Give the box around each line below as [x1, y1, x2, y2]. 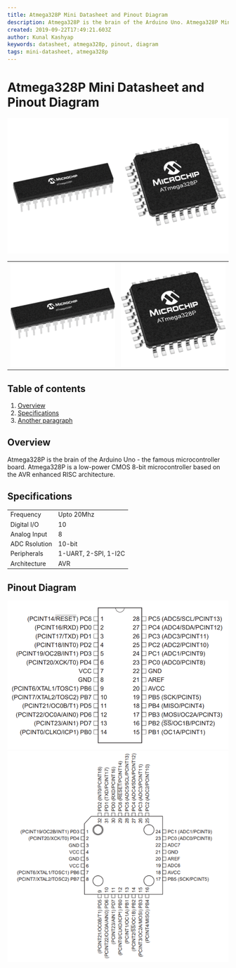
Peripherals [10, 549, 44, 558]
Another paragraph [17, 417, 73, 425]
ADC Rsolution [10, 539, 53, 548]
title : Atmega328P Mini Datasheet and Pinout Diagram [7, 11, 169, 18]
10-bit [58, 539, 78, 548]
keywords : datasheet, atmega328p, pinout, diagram [7, 41, 159, 48]
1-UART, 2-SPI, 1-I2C [58, 549, 125, 558]
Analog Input [10, 530, 48, 538]
